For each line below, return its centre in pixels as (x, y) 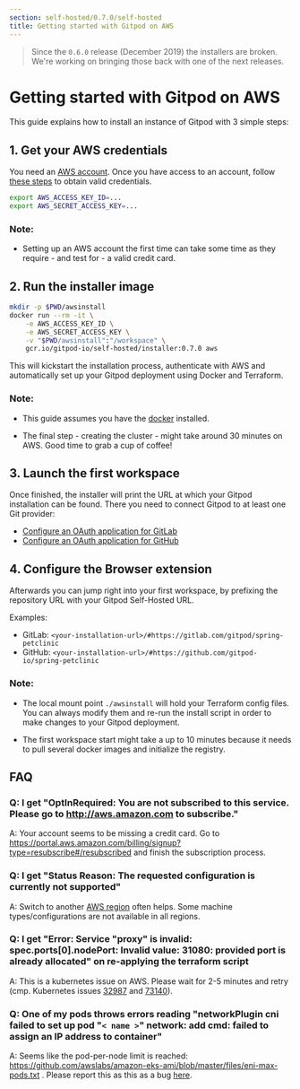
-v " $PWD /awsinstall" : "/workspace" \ (96, 340)
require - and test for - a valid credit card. (99, 258)
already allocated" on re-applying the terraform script (129, 962)
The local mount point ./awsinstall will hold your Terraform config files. (155, 703)
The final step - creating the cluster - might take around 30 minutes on (152, 435)
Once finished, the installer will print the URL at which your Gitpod (131, 495)
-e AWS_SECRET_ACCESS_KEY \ (77, 332)
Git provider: (32, 514)
